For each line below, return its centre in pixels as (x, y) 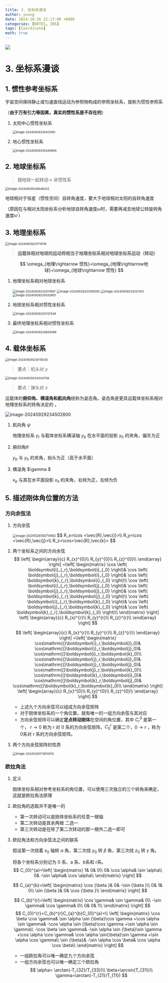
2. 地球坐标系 (25, 167)
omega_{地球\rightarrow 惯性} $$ (89, 270)
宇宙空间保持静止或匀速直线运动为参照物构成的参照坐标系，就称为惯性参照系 (84, 102)
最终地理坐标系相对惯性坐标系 (43, 323)
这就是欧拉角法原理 (32, 795)
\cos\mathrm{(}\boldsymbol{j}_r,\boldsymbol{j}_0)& (87, 665)
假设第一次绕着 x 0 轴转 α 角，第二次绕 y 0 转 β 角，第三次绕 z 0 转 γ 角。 (85, 851)
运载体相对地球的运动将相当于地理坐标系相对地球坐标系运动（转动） (87, 253)
